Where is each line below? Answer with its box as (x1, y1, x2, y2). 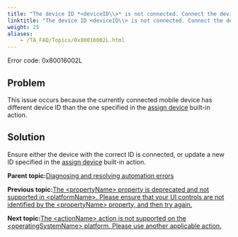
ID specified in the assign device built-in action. (7, 158, 147, 166)
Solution (7, 131, 45, 143)
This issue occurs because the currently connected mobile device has (7, 95, 212, 104)
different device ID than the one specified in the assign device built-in (7, 103, 211, 111)
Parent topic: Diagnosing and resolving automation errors (7, 171, 174, 180)
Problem (7, 77, 46, 89)
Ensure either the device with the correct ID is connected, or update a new (7, 150, 225, 158)
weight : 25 (7, 23, 40, 31)
